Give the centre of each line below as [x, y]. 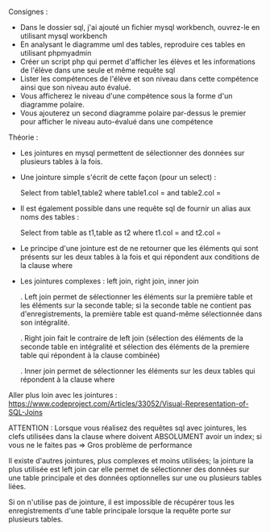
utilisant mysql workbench [64, 36]
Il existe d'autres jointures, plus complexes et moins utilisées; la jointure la [131, 461]
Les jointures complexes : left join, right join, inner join [109, 281]
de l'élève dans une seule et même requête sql [98, 70]
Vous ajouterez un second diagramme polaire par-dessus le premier [133, 113]
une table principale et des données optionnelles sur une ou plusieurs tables [135, 478]
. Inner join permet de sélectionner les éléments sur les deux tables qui [137, 371]
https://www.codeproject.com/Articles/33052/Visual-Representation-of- [129, 404]
